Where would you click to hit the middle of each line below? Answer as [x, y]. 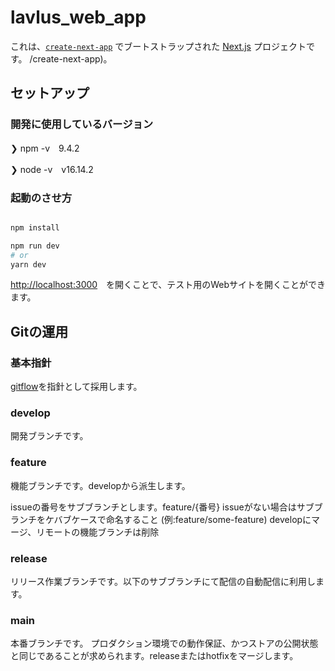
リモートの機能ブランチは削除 [98, 532]
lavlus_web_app [78, 17]
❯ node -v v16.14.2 [52, 169]
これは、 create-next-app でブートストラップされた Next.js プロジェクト [158, 46]
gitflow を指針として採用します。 [76, 387]
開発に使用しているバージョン [82, 124]
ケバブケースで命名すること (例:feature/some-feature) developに [178, 519]
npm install [35, 227]
